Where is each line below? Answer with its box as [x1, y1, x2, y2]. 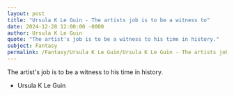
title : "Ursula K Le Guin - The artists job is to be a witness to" [7, 17, 210, 24]
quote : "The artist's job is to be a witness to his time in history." [7, 36, 219, 43]
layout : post [7, 10, 45, 17]
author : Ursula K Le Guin [7, 29, 82, 37]
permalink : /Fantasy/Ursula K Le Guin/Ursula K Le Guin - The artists [7, 49, 217, 56]
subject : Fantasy [7, 42, 58, 49]
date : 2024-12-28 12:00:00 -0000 [7, 23, 104, 30]
